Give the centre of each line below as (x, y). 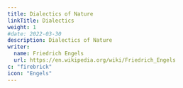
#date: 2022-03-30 (34, 34)
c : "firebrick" (30, 67)
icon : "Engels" (30, 73)
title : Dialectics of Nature (50, 14)
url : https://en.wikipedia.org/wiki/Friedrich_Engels (95, 60)
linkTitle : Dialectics (41, 21)
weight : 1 (22, 27)
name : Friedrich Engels (49, 54)
